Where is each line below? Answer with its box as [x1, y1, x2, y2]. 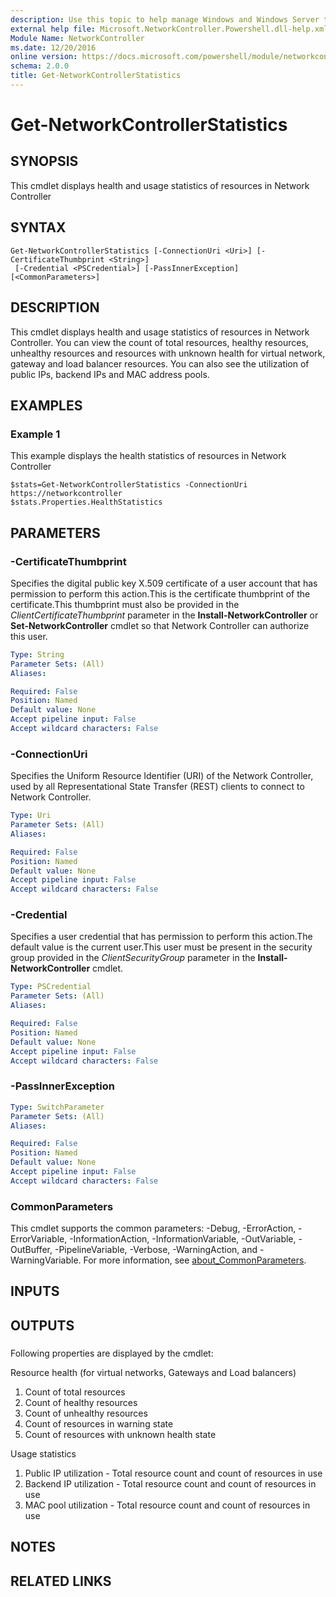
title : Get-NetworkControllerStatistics [10, 71, 182, 81]
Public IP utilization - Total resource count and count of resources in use [24, 1467, 323, 1479]
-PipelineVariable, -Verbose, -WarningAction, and [54, 1244, 258, 1256]
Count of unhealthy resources [24, 1407, 148, 1419]
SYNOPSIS [10, 153, 79, 170]
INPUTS [10, 1283, 60, 1300]
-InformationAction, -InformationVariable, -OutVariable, [69, 1233, 297, 1245]
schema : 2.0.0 [10, 61, 70, 71]
